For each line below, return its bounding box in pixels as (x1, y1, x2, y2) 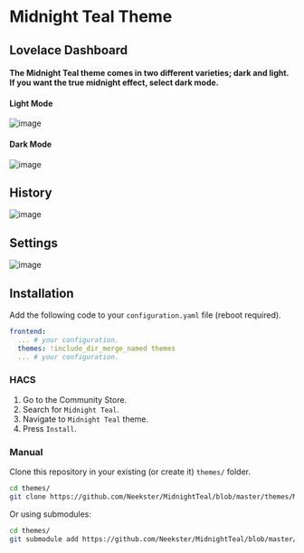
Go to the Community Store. (22, 394, 128, 405)
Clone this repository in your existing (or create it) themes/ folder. (9, 466, 252, 477)
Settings (9, 235, 59, 251)
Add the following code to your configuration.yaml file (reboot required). (9, 310, 282, 320)
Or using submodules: (9, 509, 92, 520)
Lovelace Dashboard (9, 43, 128, 58)
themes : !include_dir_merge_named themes (17, 344, 176, 353)
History (9, 185, 52, 200)
